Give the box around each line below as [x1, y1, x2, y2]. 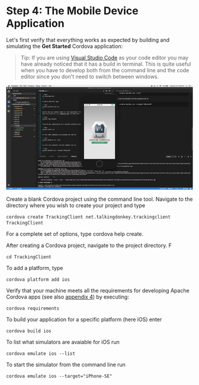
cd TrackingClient [6, 254, 52, 260]
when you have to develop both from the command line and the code [20, 66, 190, 73]
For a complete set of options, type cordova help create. [6, 230, 144, 238]
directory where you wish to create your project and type [6, 202, 146, 209]
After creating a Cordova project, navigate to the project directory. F [6, 242, 172, 249]
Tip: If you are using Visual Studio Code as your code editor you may [20, 54, 188, 61]
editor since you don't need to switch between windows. [20, 73, 159, 80]
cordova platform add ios [6, 277, 70, 283]
